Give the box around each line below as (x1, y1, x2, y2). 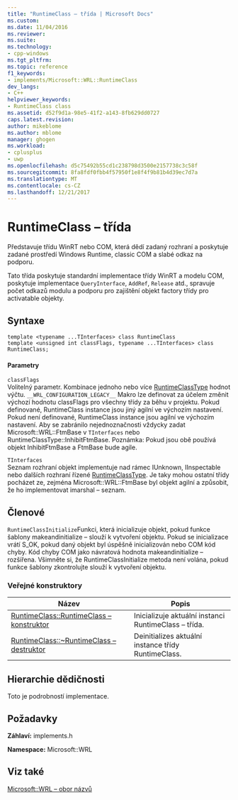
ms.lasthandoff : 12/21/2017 (7, 189, 91, 196)
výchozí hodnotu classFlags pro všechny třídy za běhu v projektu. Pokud (7, 398, 220, 407)
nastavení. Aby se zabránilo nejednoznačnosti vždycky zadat (7, 420, 186, 429)
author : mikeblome (7, 122, 62, 130)
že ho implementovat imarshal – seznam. (7, 486, 126, 494)
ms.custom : (7, 17, 40, 24)
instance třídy (133, 640, 180, 650)
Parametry (7, 361, 40, 369)
